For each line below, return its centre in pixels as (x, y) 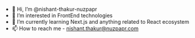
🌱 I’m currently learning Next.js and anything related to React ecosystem (100, 22)
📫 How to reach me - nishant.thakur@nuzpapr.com (75, 28)
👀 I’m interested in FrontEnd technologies (62, 15)
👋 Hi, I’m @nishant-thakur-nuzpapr (54, 9)
